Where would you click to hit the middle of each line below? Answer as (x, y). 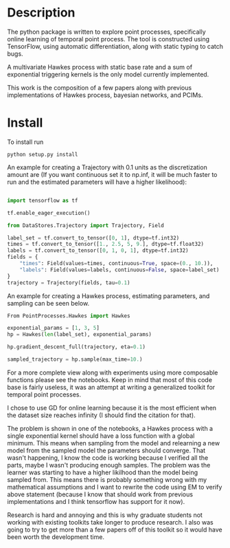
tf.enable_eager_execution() (49, 213)
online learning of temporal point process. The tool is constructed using (108, 39)
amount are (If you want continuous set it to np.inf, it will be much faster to (112, 174)
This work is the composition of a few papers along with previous (100, 87)
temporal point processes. (44, 394)
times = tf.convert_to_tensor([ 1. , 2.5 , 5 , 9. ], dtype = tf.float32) (106, 244)
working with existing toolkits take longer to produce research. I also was (111, 522)
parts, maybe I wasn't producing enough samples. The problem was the (109, 465)
